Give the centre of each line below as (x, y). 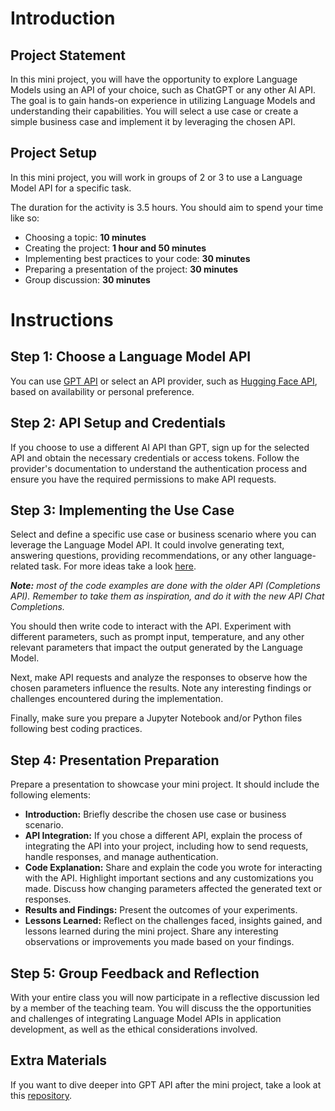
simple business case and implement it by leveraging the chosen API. (153, 121)
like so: (25, 218)
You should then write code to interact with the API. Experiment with (151, 626)
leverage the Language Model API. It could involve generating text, (147, 545)
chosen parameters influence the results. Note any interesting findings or (161, 688)
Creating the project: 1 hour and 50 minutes (115, 248)
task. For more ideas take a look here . (119, 566)
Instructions (62, 320)
